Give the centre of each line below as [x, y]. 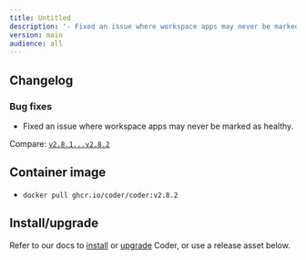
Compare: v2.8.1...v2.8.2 [60, 143]
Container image [58, 173]
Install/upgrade [54, 223]
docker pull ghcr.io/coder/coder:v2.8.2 [100, 195]
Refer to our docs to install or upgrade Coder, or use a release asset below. [150, 245]
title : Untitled [40, 18]
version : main [36, 35]
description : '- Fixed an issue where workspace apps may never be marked [154, 26]
